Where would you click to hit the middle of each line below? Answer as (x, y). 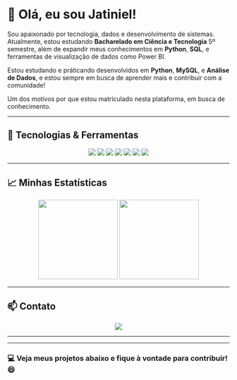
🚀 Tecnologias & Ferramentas (73, 135)
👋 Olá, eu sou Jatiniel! (72, 14)
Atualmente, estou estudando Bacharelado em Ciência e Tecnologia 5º (111, 41)
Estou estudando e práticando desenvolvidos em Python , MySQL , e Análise (119, 70)
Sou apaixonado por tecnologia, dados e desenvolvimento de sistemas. (111, 34)
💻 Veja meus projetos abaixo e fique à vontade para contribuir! (117, 358)
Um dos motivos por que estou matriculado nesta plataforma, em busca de (116, 99)
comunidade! (26, 85)
